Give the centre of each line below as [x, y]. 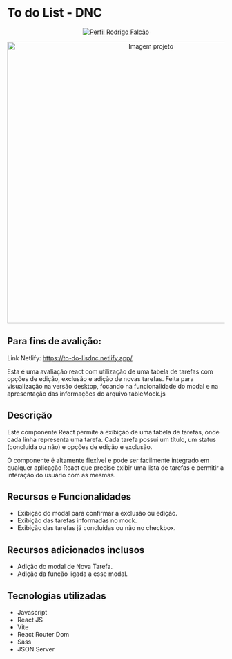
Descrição [30, 415]
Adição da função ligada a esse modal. [72, 574]
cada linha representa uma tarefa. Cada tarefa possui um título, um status [112, 439]
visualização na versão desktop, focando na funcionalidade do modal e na [113, 386]
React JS [30, 620]
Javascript [32, 612]
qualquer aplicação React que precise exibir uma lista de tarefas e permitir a [116, 467]
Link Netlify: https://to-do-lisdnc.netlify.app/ [70, 358]
